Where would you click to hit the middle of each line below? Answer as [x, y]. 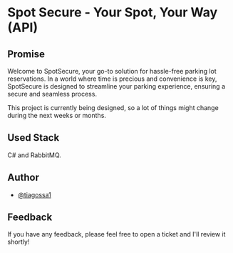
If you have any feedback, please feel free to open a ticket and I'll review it [116, 234]
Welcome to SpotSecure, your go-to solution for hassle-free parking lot [112, 71]
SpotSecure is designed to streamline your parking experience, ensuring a [116, 86]
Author [23, 178]
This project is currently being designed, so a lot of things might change [113, 108]
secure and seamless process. [52, 94]
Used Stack [33, 138]
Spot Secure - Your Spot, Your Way [113, 13]
